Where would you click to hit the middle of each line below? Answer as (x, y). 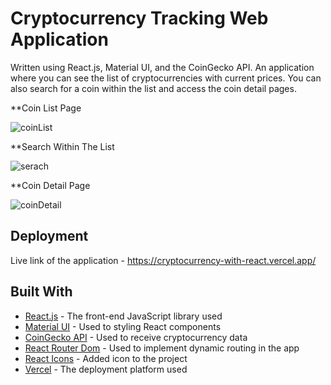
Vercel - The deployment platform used (106, 369)
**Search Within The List (62, 146)
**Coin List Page (46, 108)
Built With (41, 292)
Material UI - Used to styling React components (123, 326)
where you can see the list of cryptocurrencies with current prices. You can (166, 78)
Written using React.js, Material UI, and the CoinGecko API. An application (162, 67)
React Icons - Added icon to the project (106, 358)
